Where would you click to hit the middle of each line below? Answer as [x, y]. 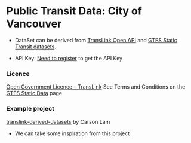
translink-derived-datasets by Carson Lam [58, 121]
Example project [30, 109]
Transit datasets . [36, 47]
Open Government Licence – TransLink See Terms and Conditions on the [96, 87]
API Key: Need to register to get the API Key [69, 58]
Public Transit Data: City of [74, 11]
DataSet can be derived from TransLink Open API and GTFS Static [96, 40]
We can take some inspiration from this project [72, 133]
